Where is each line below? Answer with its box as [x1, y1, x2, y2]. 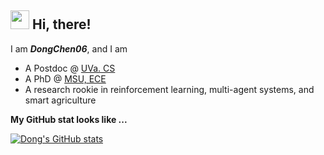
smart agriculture [24, 94, 97, 106]
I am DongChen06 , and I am [10, 42, 128, 55]
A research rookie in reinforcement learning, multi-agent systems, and [24, 83, 315, 95]
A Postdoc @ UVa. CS [24, 62, 116, 74]
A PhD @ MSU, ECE [24, 72, 107, 85]
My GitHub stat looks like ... [10, 113, 128, 125]
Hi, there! [31, 16, 92, 33]
